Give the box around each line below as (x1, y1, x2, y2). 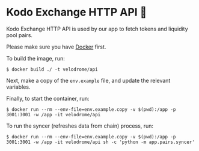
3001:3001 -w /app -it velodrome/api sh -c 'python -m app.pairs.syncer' (6, 139, 195, 145)
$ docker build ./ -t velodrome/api (6, 66, 98, 73)
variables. (6, 83, 31, 90)
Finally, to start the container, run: (6, 95, 90, 102)
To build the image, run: (6, 55, 65, 62)
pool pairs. (6, 31, 33, 38)
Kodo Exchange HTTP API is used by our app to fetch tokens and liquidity (6, 25, 188, 32)
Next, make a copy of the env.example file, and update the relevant (6, 77, 171, 84)
